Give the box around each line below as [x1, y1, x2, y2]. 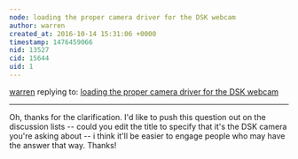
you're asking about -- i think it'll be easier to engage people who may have [9, 130, 286, 141]
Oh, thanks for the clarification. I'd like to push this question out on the [9, 111, 266, 122]
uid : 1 [9, 63, 34, 72]
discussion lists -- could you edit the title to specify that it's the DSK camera [9, 121, 287, 132]
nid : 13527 [9, 46, 50, 55]
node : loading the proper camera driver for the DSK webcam [9, 12, 237, 22]
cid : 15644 [9, 54, 50, 63]
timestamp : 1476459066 [9, 37, 93, 47]
